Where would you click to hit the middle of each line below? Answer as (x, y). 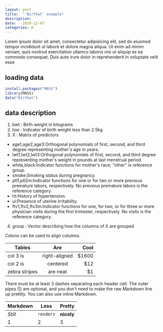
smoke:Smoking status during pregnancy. (54, 175)
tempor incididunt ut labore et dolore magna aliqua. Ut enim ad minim (74, 47)
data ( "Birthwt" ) (21, 98)
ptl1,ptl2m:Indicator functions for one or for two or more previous (77, 181)
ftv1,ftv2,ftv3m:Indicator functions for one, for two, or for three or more (83, 206)
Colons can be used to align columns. (43, 236)
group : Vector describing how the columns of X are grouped (73, 226)
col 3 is (16, 256)
